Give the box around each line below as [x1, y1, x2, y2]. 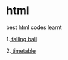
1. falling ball [6, 35, 37, 42]
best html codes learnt [6, 24, 62, 31]
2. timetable [6, 47, 36, 55]
